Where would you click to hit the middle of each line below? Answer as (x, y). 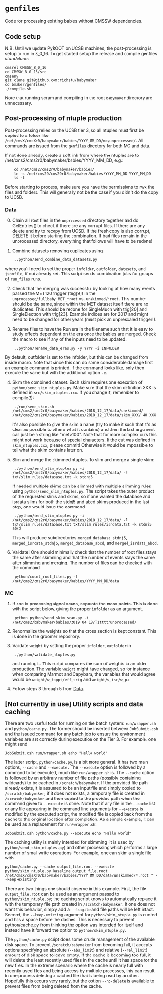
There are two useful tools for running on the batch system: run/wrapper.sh (81, 723)
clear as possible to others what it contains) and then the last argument (83, 429)
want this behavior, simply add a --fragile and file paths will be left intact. (80, 909)
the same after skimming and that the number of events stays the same (83, 557)
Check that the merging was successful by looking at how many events (83, 288)
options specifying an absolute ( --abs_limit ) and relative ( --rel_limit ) (76, 950)
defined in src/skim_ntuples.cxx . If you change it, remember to (75, 392)
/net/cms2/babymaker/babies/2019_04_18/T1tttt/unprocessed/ (74, 622)
